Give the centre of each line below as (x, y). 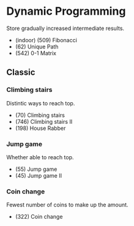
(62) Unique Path (37, 47)
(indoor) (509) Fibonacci (46, 40)
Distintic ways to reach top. (41, 103)
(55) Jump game (36, 169)
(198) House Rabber (40, 128)
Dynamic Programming (66, 11)
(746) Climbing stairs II (44, 121)
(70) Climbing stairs (40, 115)
